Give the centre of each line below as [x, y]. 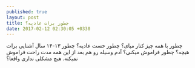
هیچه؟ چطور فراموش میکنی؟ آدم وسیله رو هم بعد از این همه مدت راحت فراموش [98, 52]
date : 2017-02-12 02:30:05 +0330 [48, 29]
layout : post [23, 17]
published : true [27, 12]
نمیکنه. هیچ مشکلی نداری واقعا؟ [42, 58]
